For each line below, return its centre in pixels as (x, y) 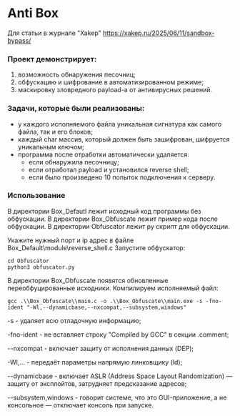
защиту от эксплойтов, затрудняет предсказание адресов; (97, 383)
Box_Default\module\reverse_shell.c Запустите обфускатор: (96, 247)
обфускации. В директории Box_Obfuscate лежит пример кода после (112, 219)
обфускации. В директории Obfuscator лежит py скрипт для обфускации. (119, 226)
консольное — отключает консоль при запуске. (80, 405)
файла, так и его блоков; (55, 132)
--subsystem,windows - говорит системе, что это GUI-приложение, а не (117, 397)
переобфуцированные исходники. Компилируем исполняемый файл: (113, 288)
